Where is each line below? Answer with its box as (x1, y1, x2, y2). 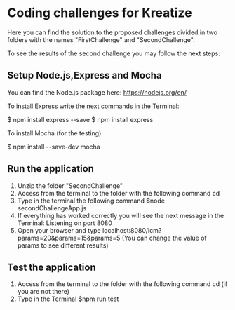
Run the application (7, 163, 95, 175)
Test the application (7, 261, 96, 273)
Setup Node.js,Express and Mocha (7, 69, 163, 81)
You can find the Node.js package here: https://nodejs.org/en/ (7, 88, 187, 96)
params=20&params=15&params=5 (17, 234, 121, 242)
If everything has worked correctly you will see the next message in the (17, 211, 224, 220)
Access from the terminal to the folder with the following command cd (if (17, 280, 228, 288)
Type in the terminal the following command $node (17, 196, 165, 205)
